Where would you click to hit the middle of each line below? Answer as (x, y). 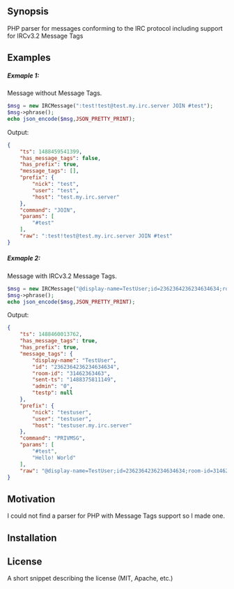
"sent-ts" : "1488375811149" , (75, 380)
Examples (29, 58)
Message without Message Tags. (55, 93)
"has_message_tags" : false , (60, 158)
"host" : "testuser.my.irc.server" (82, 426)
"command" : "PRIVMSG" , (53, 438)
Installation (32, 538)
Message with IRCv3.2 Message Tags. (62, 276)
